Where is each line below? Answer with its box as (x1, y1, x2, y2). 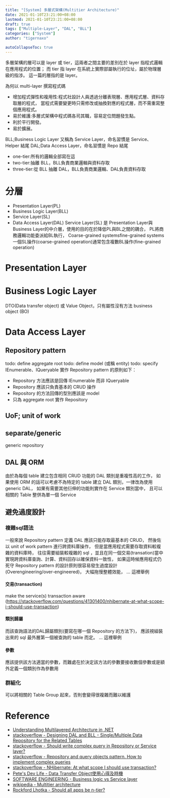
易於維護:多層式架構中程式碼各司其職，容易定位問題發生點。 (12, 113, 138, 119)
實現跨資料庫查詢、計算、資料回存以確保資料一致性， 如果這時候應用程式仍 (5, 556, 162, 562)
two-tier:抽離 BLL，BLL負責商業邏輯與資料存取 (12, 159, 110, 165)
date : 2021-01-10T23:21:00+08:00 (5, 12, 76, 17)
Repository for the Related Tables (12, 738, 82, 744)
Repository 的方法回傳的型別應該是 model (12, 390, 100, 396)
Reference (5, 710, 50, 721)
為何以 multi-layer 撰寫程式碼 (5, 83, 66, 89)
